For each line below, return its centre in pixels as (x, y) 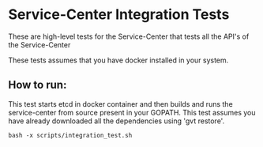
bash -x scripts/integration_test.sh (70, 135)
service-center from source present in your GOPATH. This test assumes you (132, 112)
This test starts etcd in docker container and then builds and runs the (120, 104)
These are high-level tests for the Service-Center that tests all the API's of (129, 36)
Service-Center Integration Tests (119, 15)
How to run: (38, 85)
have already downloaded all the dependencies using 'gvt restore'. (116, 121)
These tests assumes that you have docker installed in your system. (118, 60)
